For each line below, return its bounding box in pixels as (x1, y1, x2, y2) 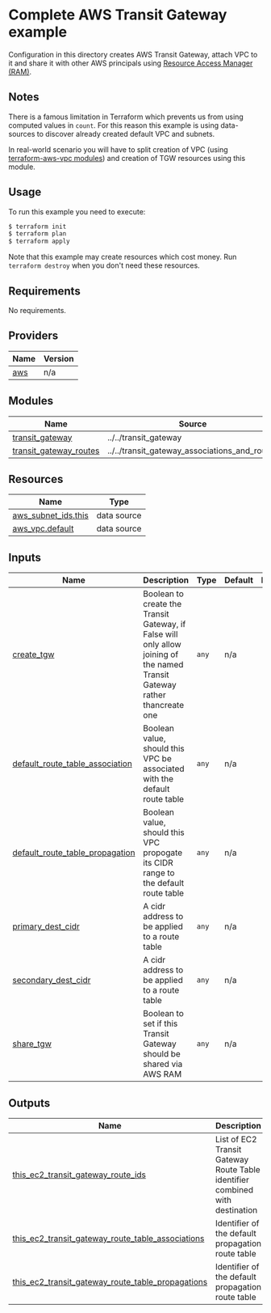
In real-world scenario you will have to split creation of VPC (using (8, 144, 228, 155)
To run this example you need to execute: (8, 206, 146, 216)
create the (143, 599, 182, 610)
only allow (143, 639, 181, 650)
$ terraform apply (8, 237, 70, 246)
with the (143, 773, 174, 785)
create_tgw (12, 649, 55, 660)
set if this (143, 1018, 178, 1029)
